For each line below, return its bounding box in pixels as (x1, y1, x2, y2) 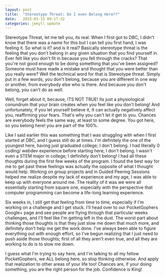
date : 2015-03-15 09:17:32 (5, 16, 65, 21)
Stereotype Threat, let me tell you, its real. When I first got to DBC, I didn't (5, 35, 155, 40)
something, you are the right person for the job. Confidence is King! (5, 267, 142, 273)
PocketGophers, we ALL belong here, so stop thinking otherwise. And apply (5, 256, 159, 262)
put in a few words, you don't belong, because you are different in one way (5, 76, 158, 82)
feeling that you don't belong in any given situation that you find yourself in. (5, 50, 159, 56)
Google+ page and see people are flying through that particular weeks (5, 210, 148, 216)
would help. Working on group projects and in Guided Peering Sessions (5, 169, 150, 175)
